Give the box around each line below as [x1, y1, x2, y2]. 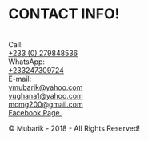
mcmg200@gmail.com [8, 99, 84, 109]
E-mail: [8, 74, 32, 83]
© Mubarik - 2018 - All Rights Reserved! [8, 123, 140, 133]
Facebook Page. [8, 107, 62, 117]
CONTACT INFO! [8, 5, 120, 23]
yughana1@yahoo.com [8, 91, 84, 100]
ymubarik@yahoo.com [8, 82, 83, 92]
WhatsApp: [8, 57, 46, 66]
